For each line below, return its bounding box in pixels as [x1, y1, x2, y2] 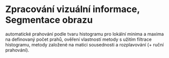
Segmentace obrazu [5, 14, 93, 26]
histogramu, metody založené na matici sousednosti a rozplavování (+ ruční [5, 41, 164, 47]
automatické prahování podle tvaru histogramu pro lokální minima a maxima [5, 31, 164, 37]
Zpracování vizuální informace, [5, 4, 140, 15]
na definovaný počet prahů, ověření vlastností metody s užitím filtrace [5, 36, 152, 42]
